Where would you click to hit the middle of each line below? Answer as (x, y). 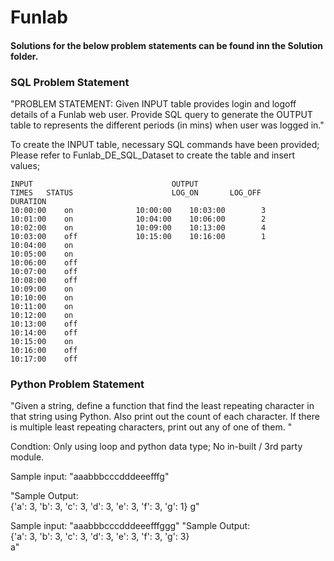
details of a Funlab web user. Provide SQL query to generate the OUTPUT (161, 115)
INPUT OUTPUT (104, 184)
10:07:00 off (44, 272)
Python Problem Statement (77, 384)
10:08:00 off (44, 281)
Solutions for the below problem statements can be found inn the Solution (166, 45)
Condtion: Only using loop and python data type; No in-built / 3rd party (156, 447)
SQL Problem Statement (70, 82)
